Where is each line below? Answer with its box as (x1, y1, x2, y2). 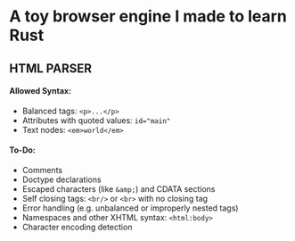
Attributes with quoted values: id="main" (21, 114, 171, 126)
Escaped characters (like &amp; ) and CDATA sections (21, 183, 216, 194)
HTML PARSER (9, 61, 92, 76)
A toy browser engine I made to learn (9, 6, 288, 27)
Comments (21, 164, 63, 175)
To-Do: (9, 145, 36, 155)
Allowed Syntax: (9, 86, 72, 96)
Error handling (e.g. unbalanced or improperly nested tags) (21, 203, 239, 213)
